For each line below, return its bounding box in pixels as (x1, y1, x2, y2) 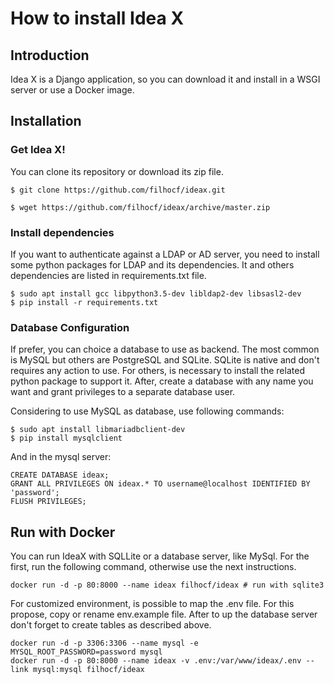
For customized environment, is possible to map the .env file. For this (10, 598, 295, 610)
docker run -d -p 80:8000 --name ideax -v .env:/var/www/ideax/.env (10, 656, 302, 666)
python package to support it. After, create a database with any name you (10, 375, 314, 387)
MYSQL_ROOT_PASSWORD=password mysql (10, 647, 163, 657)
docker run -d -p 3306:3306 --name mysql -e (10, 638, 199, 649)
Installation (10, 113, 82, 130)
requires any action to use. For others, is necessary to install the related (10, 365, 305, 377)
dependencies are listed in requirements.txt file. (10, 269, 207, 281)
